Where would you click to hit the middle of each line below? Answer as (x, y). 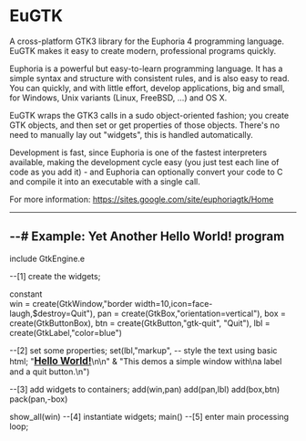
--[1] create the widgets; (55, 276)
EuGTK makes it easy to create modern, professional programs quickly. (143, 50)
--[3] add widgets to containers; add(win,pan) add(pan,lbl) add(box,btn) (145, 389)
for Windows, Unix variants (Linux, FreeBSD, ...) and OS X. (118, 98)
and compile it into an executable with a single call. (105, 181)
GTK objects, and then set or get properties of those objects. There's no (145, 125)
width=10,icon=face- (173, 303)
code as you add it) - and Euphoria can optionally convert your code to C (147, 172)
